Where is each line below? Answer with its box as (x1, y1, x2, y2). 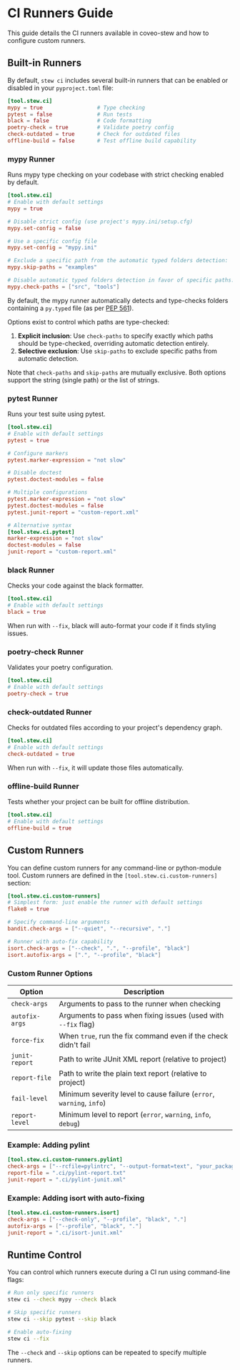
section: (7, 878, 31, 887)
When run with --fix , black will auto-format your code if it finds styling (7, 622, 216, 630)
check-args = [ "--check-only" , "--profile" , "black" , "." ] (7, 1216, 187, 1223)
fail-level (11, 1094, 48, 1102)
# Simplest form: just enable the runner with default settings (7, 899, 203, 906)
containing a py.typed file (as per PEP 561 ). (7, 304, 134, 312)
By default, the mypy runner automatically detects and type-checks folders (7, 296, 229, 304)
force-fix (11, 1036, 44, 1044)
